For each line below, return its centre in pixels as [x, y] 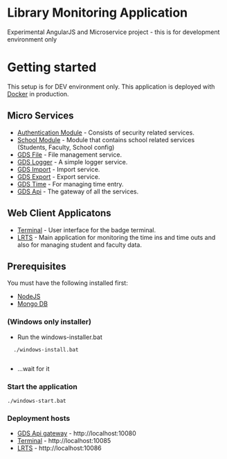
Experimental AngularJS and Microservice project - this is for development [113, 32]
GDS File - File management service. [70, 155]
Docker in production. [38, 94]
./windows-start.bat [37, 401]
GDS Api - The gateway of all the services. [78, 191]
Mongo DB [33, 304]
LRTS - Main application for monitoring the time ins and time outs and [116, 237]
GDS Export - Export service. [58, 176]
